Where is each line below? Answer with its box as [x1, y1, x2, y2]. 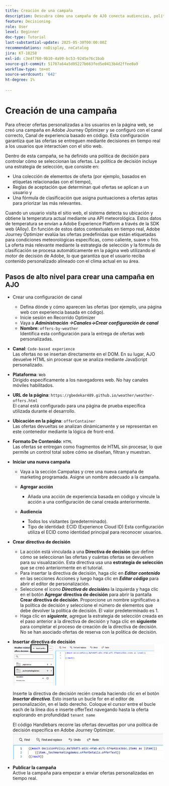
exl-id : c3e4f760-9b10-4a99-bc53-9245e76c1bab [5, 56, 105, 61]
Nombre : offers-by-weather [20, 325, 78, 331]
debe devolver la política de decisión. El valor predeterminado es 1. [20, 608, 159, 614]
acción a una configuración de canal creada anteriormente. [27, 499, 151, 505]
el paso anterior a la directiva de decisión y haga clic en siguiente [20, 618, 157, 624]
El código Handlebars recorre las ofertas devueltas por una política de [12, 721, 158, 728]
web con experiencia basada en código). [20, 309, 105, 315]
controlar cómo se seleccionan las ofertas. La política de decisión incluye [5, 158, 157, 164]
